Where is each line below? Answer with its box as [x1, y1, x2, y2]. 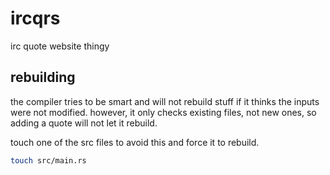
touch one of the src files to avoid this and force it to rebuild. [10, 136, 260, 148]
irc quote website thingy [10, 40, 110, 52]
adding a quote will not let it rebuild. [10, 117, 158, 129]
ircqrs [10, 7, 61, 30]
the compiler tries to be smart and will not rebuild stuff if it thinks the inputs [10, 95, 320, 107]
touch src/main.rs [10, 155, 87, 166]
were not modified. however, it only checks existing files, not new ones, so [10, 106, 317, 118]
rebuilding [10, 69, 76, 86]
